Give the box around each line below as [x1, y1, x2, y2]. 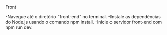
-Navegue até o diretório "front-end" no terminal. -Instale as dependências [5, 14, 161, 19]
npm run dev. [5, 24, 33, 30]
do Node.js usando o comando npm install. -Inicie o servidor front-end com [5, 19, 162, 25]
